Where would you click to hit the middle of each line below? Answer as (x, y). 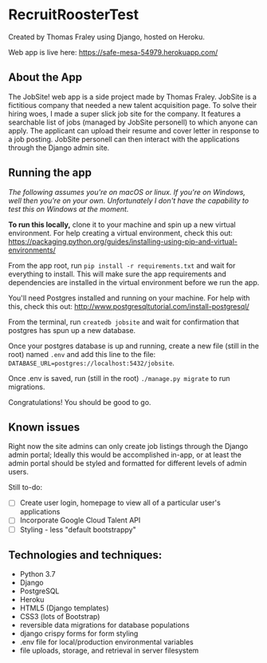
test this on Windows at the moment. (69, 208)
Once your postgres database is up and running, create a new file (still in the (133, 346)
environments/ (32, 250)
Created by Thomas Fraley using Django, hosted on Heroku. (107, 37)
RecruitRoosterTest (74, 15)
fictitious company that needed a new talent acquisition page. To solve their (133, 105)
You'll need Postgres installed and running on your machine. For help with (129, 298)
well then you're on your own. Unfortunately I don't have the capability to (129, 200)
